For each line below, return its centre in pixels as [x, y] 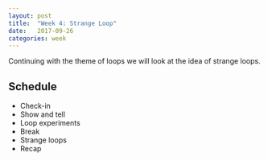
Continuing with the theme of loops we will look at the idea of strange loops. [134, 61]
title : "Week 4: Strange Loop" [62, 23]
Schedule [33, 87]
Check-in [35, 106]
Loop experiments [50, 123]
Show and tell [43, 114]
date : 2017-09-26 [41, 31]
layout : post [30, 16]
